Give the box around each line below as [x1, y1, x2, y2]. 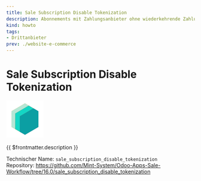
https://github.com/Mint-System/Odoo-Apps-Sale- [35, 161, 161, 168]
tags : [6, 29, 20, 35]
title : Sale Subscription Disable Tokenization [6, 10, 127, 16]
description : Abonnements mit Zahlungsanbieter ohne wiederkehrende [6, 16, 181, 22]
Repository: [6, 161, 35, 168]
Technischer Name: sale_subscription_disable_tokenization [6, 155, 157, 162]
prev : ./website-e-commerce [6, 41, 77, 47]
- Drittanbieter [6, 35, 47, 41]
